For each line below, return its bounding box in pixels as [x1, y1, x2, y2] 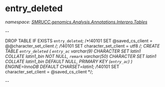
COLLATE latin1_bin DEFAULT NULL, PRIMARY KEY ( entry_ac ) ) [5, 58, 133, 64]
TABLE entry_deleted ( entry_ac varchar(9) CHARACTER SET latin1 [5, 48, 141, 54]
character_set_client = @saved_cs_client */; [5, 69, 93, 74]
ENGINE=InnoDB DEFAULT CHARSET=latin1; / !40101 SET [5, 64, 119, 70]
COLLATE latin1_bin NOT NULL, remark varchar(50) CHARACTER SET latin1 [5, 53, 157, 59]
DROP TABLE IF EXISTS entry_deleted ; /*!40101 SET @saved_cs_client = [5, 37, 153, 44]
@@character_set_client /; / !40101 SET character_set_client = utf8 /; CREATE [5, 43, 160, 49]
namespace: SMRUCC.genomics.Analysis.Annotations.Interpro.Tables [5, 19, 148, 25]
